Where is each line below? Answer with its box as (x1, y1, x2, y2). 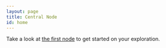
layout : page (6, 8, 39, 15)
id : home (6, 19, 28, 25)
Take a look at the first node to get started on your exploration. (6, 36, 160, 43)
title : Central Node (6, 14, 58, 20)
